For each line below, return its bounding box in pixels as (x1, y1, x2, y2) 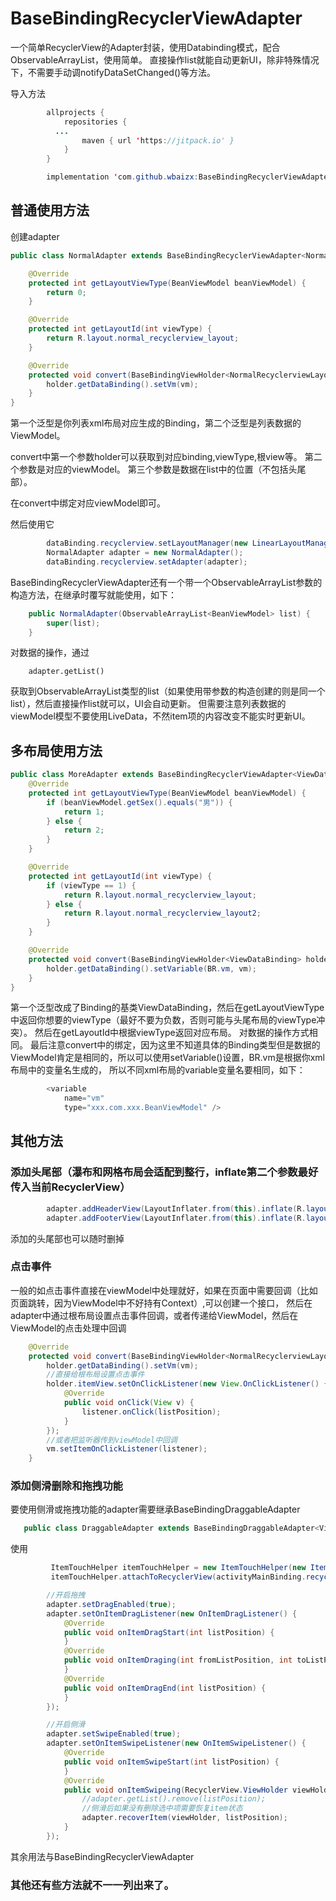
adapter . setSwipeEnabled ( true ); (46, 1729, 182, 1739)
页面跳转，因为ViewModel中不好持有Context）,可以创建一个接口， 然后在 (10, 1297, 313, 1309)
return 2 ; (63, 825, 105, 836)
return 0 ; (46, 287, 87, 297)
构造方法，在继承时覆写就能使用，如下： (10, 588, 177, 601)
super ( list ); (46, 618, 101, 628)
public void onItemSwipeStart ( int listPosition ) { (63, 1757, 280, 1767)
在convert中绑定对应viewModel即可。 (10, 497, 167, 509)
